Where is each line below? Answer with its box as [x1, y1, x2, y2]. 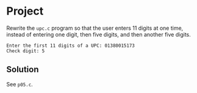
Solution [6, 64, 39, 75]
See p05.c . [6, 80, 34, 88]
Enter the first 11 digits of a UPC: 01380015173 [6, 43, 135, 49]
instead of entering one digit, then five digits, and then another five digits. [6, 30, 191, 38]
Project [6, 4, 44, 18]
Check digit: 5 [6, 47, 45, 54]
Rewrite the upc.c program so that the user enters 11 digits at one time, [6, 24, 184, 32]
